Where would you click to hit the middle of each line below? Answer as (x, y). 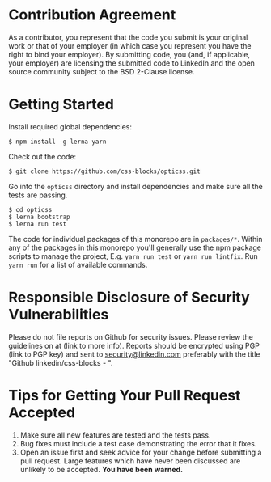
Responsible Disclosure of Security (129, 298)
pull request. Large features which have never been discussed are (130, 461)
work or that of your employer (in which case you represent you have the (130, 45)
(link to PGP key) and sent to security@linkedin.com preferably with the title (134, 354)
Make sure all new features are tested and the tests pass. (115, 435)
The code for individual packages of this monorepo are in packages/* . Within (135, 239)
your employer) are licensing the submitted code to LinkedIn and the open (131, 63)
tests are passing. (38, 195)
